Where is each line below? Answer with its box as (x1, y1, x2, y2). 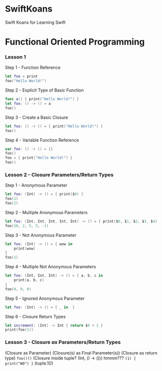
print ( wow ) (14, 246, 36, 251)
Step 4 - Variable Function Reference (5, 137, 79, 143)
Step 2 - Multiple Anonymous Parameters (5, 209, 88, 215)
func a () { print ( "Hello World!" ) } (5, 97, 79, 102)
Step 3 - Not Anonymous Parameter (5, 232, 77, 238)
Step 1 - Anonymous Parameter (5, 183, 67, 188)
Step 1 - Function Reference (5, 64, 61, 71)
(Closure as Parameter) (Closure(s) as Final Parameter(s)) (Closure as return (5, 350, 158, 356)
